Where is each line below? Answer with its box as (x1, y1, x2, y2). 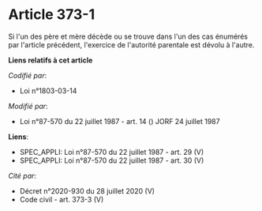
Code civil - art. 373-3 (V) (19, 194, 104, 204)
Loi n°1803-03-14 (19, 85, 77, 96)
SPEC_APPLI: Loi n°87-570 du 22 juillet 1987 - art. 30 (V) (19, 156, 204, 165)
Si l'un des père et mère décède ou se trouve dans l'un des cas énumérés (8, 32, 249, 41)
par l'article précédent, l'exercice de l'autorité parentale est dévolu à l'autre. (8, 40, 255, 49)
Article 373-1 (8, 6, 95, 24)
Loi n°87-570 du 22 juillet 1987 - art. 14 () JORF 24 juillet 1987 (19, 116, 220, 126)
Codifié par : (8, 70, 47, 80)
